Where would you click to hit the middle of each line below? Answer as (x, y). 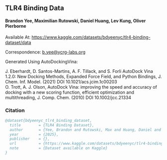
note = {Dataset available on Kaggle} (59, 148)
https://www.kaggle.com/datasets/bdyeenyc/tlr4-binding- (91, 37)
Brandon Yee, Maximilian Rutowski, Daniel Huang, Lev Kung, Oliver (76, 21)
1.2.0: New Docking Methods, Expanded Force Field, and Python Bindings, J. (83, 76)
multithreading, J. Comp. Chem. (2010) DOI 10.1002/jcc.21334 (68, 97)
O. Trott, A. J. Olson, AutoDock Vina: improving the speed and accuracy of (81, 87)
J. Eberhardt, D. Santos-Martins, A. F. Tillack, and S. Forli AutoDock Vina (79, 71)
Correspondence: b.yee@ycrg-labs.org (45, 52)
